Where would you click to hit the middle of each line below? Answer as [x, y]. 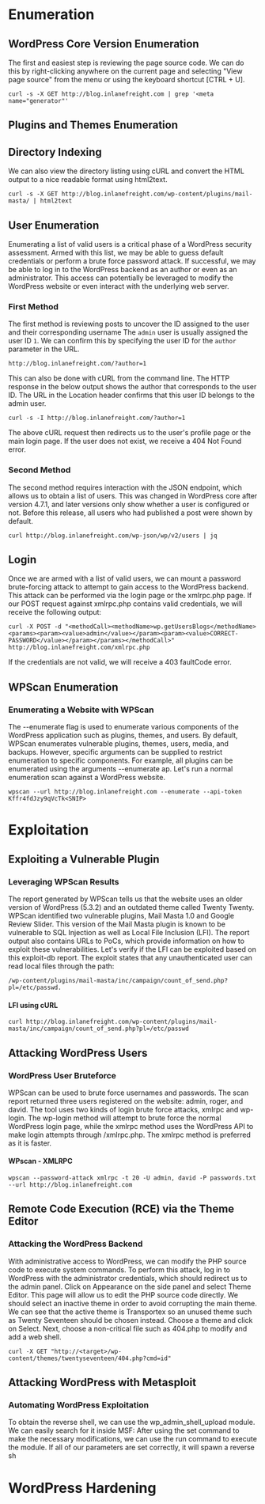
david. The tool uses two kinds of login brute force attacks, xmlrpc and [123, 1109]
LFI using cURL [33, 1005]
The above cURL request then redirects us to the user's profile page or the [130, 433]
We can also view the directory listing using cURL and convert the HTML [127, 171]
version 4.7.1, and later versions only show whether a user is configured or [129, 504]
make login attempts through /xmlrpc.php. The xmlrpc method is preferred [129, 1135]
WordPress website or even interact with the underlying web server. [119, 286]
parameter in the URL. [44, 349]
